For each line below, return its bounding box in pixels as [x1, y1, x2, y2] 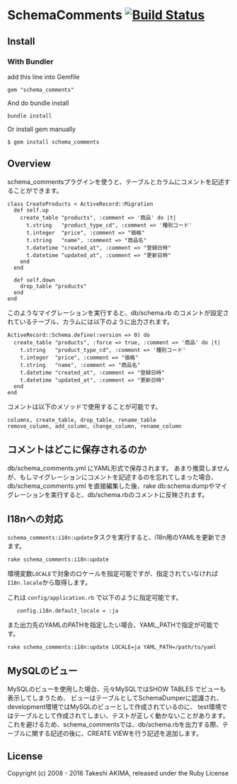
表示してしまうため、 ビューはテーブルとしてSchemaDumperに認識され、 [7, 694, 223, 703]
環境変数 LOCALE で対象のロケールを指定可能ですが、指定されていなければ [7, 569, 219, 578]
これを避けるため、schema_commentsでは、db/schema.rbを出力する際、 [7, 720, 223, 729]
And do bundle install [7, 98, 69, 107]
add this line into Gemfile [7, 72, 80, 81]
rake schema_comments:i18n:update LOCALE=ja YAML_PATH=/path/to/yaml [7, 644, 217, 651]
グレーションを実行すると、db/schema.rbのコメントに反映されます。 [7, 490, 209, 499]
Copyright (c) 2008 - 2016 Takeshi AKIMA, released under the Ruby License [7, 768, 229, 777]
